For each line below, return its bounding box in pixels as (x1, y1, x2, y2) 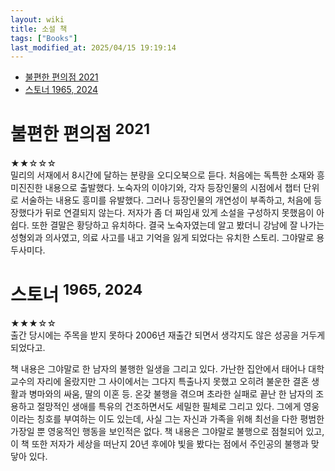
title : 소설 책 (10, 24, 68, 34)
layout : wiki (10, 14, 65, 25)
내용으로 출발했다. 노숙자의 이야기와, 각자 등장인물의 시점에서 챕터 (44, 181, 302, 193)
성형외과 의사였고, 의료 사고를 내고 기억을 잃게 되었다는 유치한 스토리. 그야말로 (10, 231, 315, 243)
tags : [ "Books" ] (10, 33, 78, 43)
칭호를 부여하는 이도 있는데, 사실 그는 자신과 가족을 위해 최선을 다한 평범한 (36, 412, 325, 425)
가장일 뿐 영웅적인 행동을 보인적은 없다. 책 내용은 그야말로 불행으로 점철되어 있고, (10, 425, 325, 437)
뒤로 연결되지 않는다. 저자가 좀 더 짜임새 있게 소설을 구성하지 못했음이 (44, 206, 315, 218)
